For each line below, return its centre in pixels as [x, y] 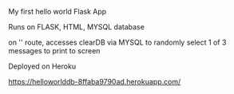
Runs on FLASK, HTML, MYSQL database [77, 27]
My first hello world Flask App [58, 12]
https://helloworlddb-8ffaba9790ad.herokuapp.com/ [95, 82]
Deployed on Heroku [42, 66]
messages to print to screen [54, 51]
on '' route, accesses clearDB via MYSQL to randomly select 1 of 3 [117, 42]
